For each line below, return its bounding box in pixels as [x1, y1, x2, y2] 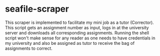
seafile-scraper [5, 3, 69, 15]
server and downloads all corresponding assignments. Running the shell [5, 30, 149, 36]
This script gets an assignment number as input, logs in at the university [5, 24, 149, 30]
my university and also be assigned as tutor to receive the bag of [5, 40, 135, 46]
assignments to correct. [5, 45, 52, 51]
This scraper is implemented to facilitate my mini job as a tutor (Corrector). [5, 19, 154, 25]
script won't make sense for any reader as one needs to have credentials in [5, 35, 156, 41]
